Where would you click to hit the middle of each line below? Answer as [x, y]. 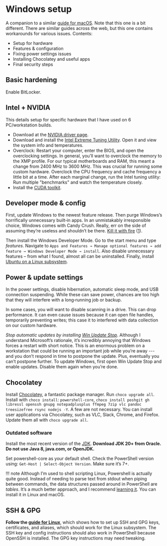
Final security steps [33, 64]
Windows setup [39, 9]
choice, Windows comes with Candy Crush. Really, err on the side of [76, 225]
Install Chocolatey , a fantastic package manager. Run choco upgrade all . [80, 394]
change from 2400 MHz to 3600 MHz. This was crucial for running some [87, 166]
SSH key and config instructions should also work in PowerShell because [81, 533]
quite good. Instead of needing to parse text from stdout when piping [76, 479]
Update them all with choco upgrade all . [47, 420]
